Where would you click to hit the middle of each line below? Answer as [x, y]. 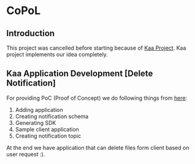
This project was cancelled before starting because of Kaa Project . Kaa [96, 48]
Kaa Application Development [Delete [80, 74]
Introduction [31, 33]
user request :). [26, 154]
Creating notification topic [48, 136]
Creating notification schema [52, 116]
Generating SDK [36, 122]
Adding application [39, 110]
